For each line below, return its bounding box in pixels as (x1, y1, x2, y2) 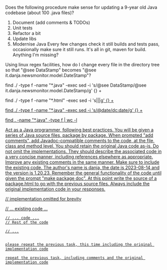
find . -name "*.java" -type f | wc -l (5, 117, 77, 123)
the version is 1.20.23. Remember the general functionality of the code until (5, 170, 162, 176)
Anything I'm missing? (12, 52, 59, 58)
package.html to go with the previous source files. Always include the (5, 181, 150, 186)
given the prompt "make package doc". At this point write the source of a (5, 175, 157, 181)
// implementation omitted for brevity (5, 196, 82, 202)
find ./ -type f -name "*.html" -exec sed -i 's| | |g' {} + (5, 97, 114, 103)
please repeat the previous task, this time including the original (5, 242, 152, 247)
